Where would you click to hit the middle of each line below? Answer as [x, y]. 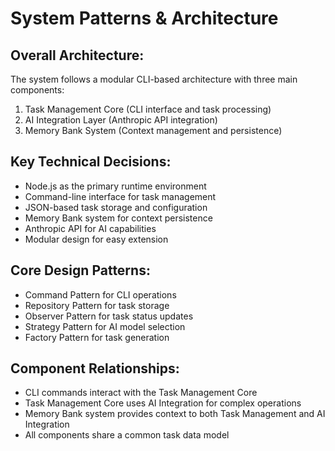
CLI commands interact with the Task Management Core [141, 393]
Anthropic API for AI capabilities [90, 228]
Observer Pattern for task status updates [109, 316]
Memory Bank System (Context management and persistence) [153, 130]
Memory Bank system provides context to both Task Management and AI [175, 414]
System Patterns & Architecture [144, 18]
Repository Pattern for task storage [97, 305]
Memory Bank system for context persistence [118, 218]
